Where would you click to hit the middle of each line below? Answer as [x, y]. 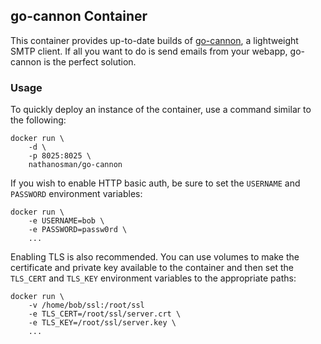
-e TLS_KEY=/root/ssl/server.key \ [102, 323]
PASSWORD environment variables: [76, 194]
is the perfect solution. [90, 61]
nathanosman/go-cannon [75, 165]
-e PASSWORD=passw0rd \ [78, 230]
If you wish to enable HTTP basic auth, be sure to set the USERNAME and [155, 183]
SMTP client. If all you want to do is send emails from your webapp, [149, 51]
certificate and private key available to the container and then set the [152, 268]
